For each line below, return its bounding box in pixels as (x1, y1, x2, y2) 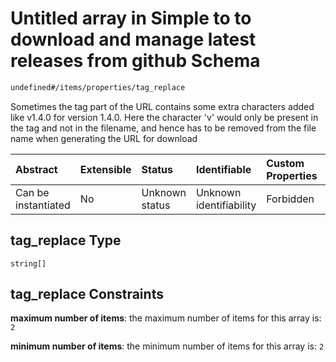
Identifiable (195, 162, 252, 176)
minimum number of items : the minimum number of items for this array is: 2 (10, 340, 325, 352)
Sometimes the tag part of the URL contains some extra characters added (10, 100, 315, 112)
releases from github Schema (10, 50, 261, 72)
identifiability (195, 198, 257, 212)
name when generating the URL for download (10, 132, 198, 144)
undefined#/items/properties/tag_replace (10, 82, 186, 92)
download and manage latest (10, 28, 257, 51)
